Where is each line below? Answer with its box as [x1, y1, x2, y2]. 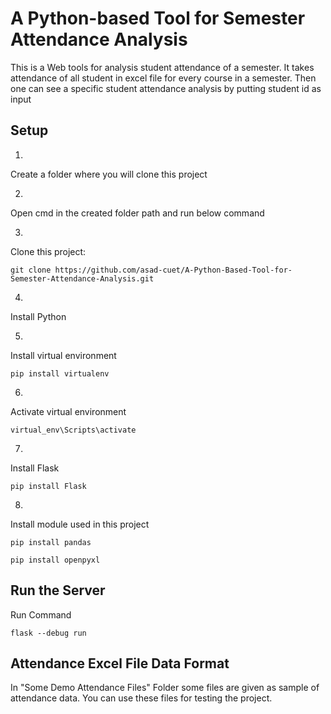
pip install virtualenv [10, 368, 110, 379]
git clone [10, 265, 52, 275]
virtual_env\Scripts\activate [10, 425, 137, 435]
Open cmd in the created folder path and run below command [10, 207, 265, 219]
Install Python [10, 310, 67, 322]
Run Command [10, 608, 72, 621]
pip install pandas [10, 537, 92, 547]
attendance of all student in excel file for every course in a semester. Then [10, 72, 317, 84]
